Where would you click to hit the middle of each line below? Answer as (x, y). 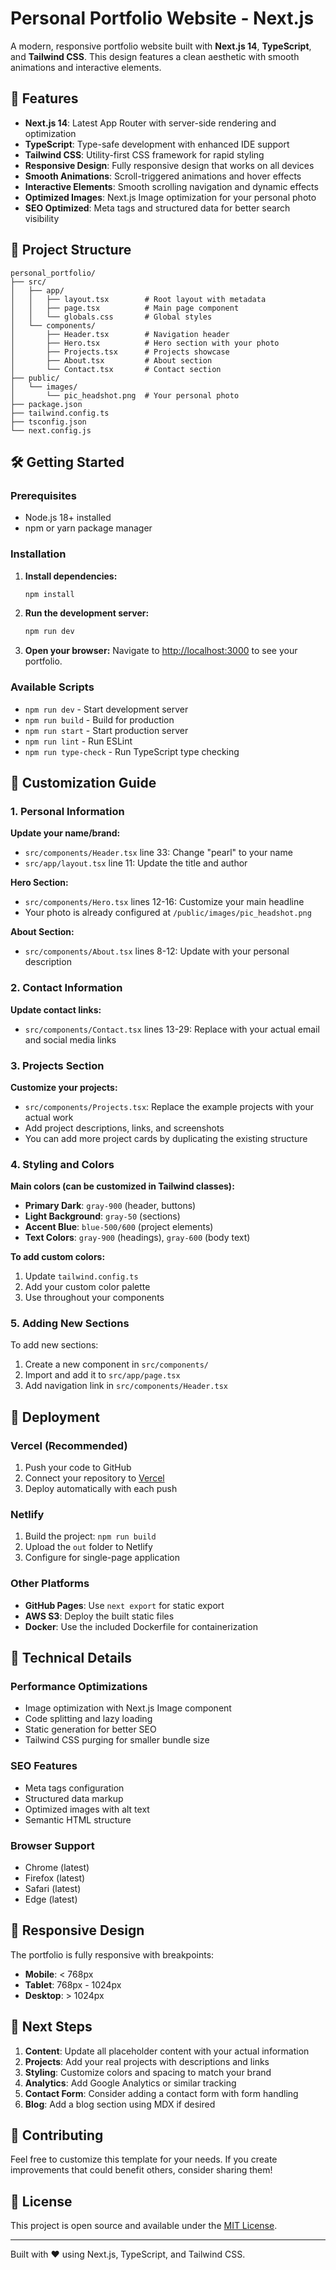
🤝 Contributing (57, 2135)
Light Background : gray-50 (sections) (102, 1216)
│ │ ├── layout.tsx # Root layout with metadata (138, 299)
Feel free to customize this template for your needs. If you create (144, 2159)
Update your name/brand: (65, 833)
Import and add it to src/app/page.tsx (102, 1375)
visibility (42, 218)
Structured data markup (74, 1798)
